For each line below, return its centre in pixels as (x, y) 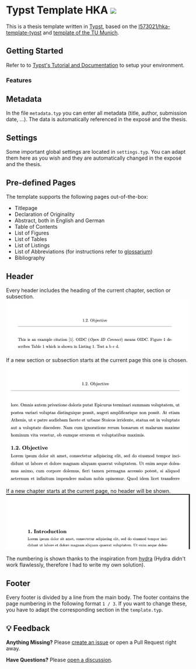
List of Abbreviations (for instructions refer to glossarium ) (83, 251)
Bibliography (30, 258)
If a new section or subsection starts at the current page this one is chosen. (97, 360)
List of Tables (31, 239)
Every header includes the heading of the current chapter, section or (88, 290)
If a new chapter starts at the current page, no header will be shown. (88, 491)
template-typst (24, 32)
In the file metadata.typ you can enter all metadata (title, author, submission (97, 113)
